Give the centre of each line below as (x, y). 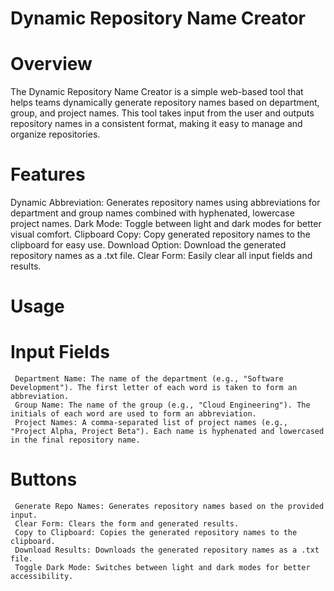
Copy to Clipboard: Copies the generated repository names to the (156, 533)
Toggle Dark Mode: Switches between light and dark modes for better (162, 568)
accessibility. (42, 577)
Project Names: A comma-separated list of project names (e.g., (151, 423)
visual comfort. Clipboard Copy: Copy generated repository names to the (160, 234)
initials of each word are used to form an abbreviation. (133, 414)
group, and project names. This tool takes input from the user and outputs (162, 113)
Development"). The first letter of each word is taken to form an (154, 388)
